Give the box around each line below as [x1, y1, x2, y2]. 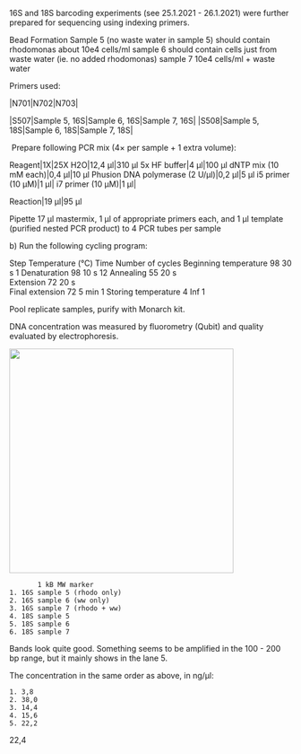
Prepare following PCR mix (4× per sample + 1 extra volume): [11, 143, 237, 153]
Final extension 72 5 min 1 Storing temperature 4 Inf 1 [9, 286, 206, 297]
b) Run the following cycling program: [9, 241, 148, 250]
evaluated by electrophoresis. [9, 331, 119, 341]
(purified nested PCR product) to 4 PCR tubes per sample [9, 224, 221, 233]
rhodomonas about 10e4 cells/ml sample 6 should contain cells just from [9, 44, 278, 55]
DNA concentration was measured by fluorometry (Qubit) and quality [9, 321, 264, 331]
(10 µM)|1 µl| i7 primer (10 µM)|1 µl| [9, 179, 137, 189]
